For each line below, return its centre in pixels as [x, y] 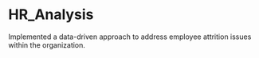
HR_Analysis [51, 15]
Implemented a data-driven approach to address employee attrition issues [130, 37]
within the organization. [47, 44]
